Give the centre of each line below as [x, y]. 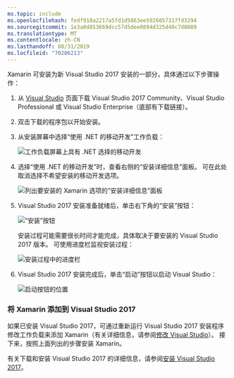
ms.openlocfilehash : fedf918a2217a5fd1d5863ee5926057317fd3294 [102, 20]
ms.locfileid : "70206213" [45, 54]
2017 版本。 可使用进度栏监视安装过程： [75, 244]
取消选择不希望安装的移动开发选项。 [70, 175]
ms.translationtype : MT [42, 33]
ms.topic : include [34, 14]
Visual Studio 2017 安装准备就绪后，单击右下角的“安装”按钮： [106, 205]
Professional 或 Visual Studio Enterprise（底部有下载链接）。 [104, 106]
